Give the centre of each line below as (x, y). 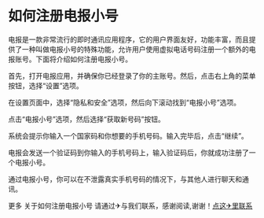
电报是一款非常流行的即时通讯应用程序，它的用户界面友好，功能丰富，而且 (128, 39)
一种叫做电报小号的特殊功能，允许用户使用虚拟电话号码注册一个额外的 (135, 49)
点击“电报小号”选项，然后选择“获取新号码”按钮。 (86, 119)
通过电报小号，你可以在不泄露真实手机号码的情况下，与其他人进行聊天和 (125, 179)
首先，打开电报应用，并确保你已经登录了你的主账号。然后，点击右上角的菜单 (132, 76)
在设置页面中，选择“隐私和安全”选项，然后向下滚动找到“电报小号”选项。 (125, 102)
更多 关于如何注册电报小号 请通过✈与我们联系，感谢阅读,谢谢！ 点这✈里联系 (130, 205)
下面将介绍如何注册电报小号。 (83, 59)
